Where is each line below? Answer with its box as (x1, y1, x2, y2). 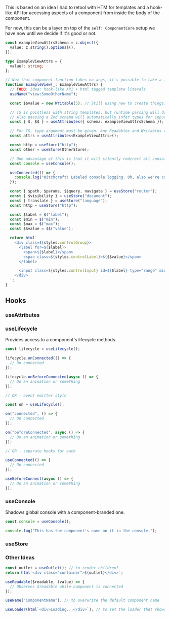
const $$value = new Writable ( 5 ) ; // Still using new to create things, (10, 101, 166, 106)
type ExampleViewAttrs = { (5, 58, 62, 64)
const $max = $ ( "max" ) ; (10, 221, 60, 226)
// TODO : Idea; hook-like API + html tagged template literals (10, 87, 146, 92)
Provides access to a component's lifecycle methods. (5, 337, 117, 343)
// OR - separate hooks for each (5, 448, 76, 453)
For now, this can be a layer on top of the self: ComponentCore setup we (5, 25, 155, 31)
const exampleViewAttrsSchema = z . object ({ (5, 40, 99, 45)
